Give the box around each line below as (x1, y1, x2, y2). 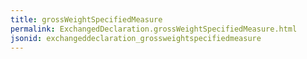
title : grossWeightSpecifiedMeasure (10, 14, 163, 25)
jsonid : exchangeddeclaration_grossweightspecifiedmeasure (10, 33, 262, 43)
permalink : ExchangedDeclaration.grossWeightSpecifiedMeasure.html (10, 24, 298, 34)
